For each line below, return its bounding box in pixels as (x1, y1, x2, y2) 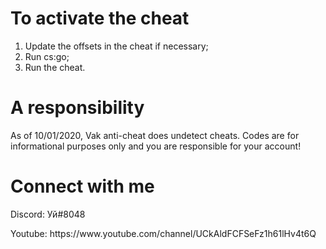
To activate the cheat (10, 7, 190, 30)
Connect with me (10, 175, 155, 198)
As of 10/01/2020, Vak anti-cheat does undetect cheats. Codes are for (10, 129, 300, 141)
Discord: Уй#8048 (10, 208, 86, 220)
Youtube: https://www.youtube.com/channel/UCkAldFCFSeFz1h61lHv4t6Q (10, 227, 317, 239)
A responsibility (10, 97, 145, 119)
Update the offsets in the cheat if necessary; (24, 40, 209, 52)
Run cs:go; (24, 50, 70, 62)
